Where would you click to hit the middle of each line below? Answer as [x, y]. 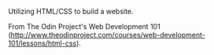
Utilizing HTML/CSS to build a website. [71, 11]
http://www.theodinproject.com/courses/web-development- [108, 35]
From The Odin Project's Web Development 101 [85, 26]
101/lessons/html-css [42, 43]
